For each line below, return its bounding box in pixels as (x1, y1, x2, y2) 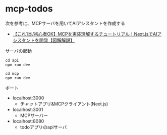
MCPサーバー (20, 112, 48, 118)
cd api (5, 58, 19, 63)
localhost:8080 (12, 118, 44, 124)
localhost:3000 (12, 95, 44, 101)
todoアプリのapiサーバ (20, 124, 67, 130)
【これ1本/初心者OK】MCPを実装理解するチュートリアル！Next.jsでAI (12, 31, 157, 37)
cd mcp (5, 71, 19, 76)
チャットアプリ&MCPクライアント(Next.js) (20, 101, 108, 107)
